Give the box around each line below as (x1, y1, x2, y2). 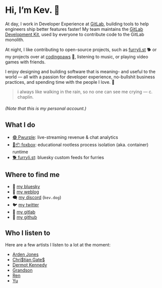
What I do (5, 121, 36, 129)
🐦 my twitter (12, 202, 39, 208)
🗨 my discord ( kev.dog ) (12, 194, 61, 200)
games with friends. (5, 59, 46, 65)
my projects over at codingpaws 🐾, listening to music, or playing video (5, 54, 149, 59)
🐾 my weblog (12, 189, 40, 195)
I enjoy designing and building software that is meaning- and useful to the (5, 68, 156, 74)
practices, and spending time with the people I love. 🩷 (5, 79, 115, 85)
